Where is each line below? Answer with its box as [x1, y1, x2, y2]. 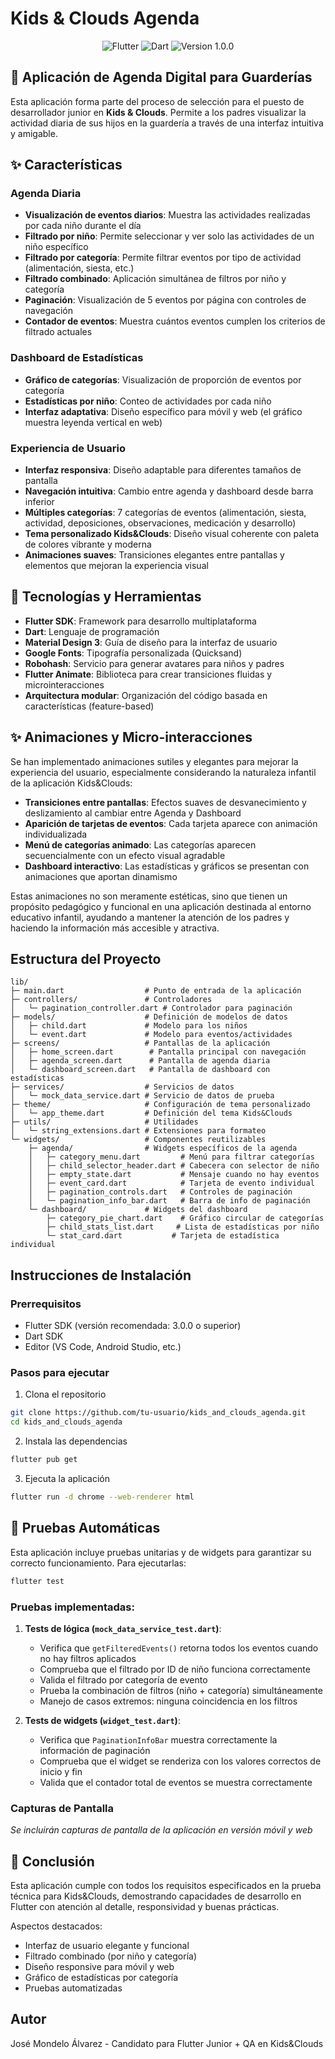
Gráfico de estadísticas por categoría [24, 1972, 179, 1984]
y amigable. [10, 127, 58, 139]
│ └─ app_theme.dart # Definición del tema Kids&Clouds [10, 1108, 293, 1119]
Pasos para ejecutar [10, 1366, 110, 1380]
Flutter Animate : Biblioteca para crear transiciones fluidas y [24, 668, 273, 680]
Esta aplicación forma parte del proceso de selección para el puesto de [10, 95, 305, 107]
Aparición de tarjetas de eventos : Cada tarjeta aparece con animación [24, 817, 318, 829]
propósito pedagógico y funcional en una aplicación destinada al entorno [10, 900, 312, 912]
